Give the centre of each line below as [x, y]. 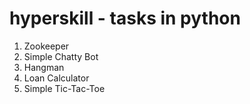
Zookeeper [46, 46]
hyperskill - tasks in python [125, 18]
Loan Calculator [56, 78]
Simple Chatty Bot [61, 56]
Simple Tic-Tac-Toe [64, 88]
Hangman [44, 67]
